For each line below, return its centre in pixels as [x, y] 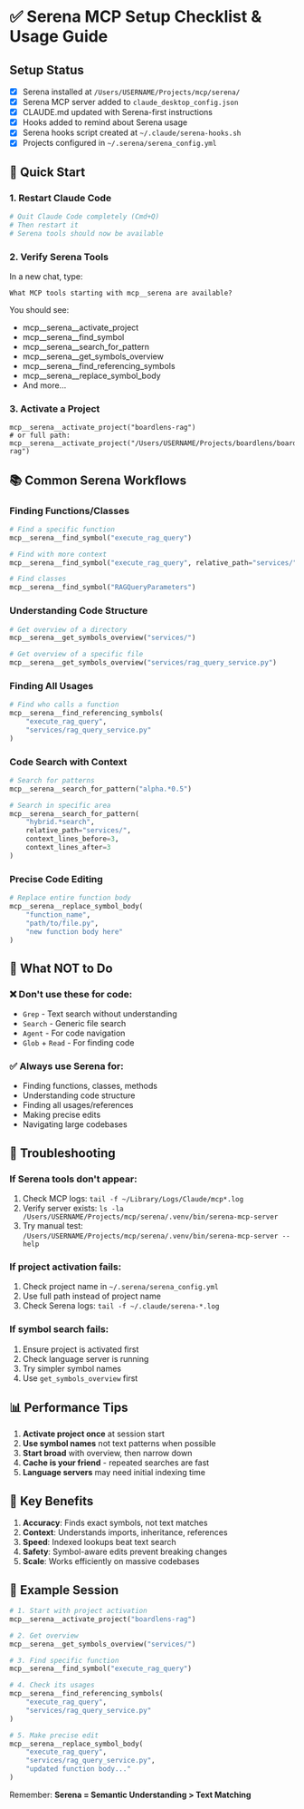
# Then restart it [44, 225]
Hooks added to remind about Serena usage [105, 122]
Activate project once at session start [94, 1434]
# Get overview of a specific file [76, 655]
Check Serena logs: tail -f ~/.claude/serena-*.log [121, 1306]
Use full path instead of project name [91, 1296]
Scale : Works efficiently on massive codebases [111, 1561]
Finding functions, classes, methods [90, 1086]
